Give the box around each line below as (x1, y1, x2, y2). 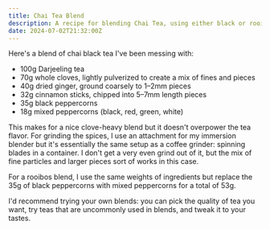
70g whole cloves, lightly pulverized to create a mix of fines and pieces (19, 73, 256, 83)
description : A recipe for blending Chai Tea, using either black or (8, 19, 247, 27)
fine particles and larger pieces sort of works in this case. (8, 157, 199, 166)
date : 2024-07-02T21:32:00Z (8, 27, 103, 35)
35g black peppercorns (19, 98, 98, 108)
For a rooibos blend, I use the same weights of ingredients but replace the (8, 172, 253, 182)
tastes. (8, 214, 31, 223)
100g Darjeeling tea (19, 64, 85, 74)
